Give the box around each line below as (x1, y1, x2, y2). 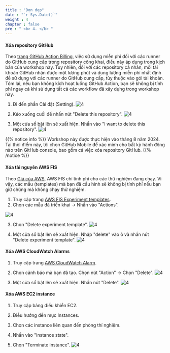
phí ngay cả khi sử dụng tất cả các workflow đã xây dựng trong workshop (5, 86, 159, 92)
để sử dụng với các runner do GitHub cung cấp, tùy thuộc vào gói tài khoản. (5, 75, 164, 82)
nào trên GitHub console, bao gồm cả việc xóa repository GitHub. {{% (5, 147, 151, 153)
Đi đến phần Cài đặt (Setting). (12, 101, 75, 107)
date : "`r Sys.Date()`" (5, 12, 58, 17)
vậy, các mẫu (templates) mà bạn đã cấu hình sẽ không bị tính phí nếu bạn (5, 181, 161, 187)
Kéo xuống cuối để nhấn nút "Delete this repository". (12, 111, 123, 117)
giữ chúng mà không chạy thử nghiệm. (5, 186, 86, 193)
